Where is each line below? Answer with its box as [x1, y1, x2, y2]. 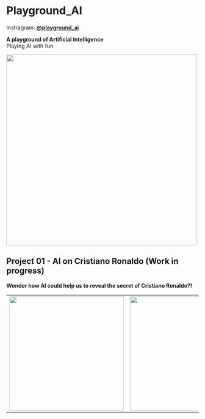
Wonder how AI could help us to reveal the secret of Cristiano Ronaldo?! [6, 282, 193, 289]
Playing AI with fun [6, 42, 54, 49]
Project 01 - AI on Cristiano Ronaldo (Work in [6, 256, 179, 266]
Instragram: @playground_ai [6, 24, 79, 31]
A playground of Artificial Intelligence [6, 35, 104, 43]
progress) [6, 266, 45, 276]
